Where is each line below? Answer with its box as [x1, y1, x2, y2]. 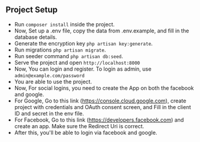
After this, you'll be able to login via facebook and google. [14, 129, 157, 136]
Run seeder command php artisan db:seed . [14, 52, 124, 59]
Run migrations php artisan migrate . [14, 46, 106, 53]
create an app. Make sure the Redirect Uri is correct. [14, 122, 145, 129]
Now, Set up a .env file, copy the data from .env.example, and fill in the [14, 27, 190, 34]
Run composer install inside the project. [14, 20, 115, 28]
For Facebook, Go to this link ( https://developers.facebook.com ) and [14, 116, 184, 123]
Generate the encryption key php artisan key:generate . [14, 40, 153, 47]
